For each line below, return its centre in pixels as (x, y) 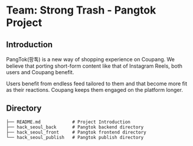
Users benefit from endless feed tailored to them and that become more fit (97, 84)
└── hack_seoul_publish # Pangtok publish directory (75, 137)
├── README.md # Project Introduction (68, 122)
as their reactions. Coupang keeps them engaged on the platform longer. (94, 90)
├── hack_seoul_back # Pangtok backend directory (75, 127)
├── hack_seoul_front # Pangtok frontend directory (76, 132)
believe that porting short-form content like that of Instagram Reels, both (94, 66)
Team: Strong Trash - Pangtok (81, 10)
